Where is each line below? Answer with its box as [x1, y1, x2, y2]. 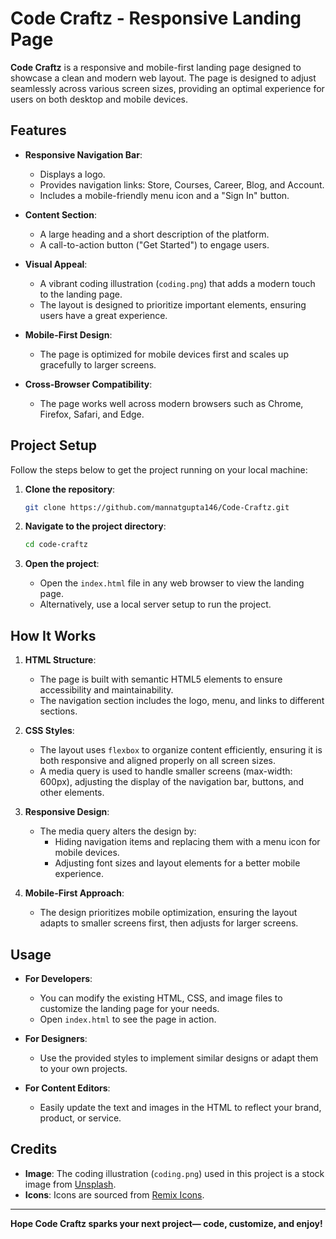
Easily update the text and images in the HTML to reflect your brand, [39, 1101, 322, 1113]
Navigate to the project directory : [24, 520, 167, 532]
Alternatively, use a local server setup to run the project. [39, 598, 272, 611]
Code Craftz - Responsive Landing [10, 7, 302, 30]
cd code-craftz [24, 540, 89, 550]
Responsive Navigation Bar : [24, 148, 143, 161]
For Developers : [24, 972, 93, 984]
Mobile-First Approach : [24, 887, 125, 899]
